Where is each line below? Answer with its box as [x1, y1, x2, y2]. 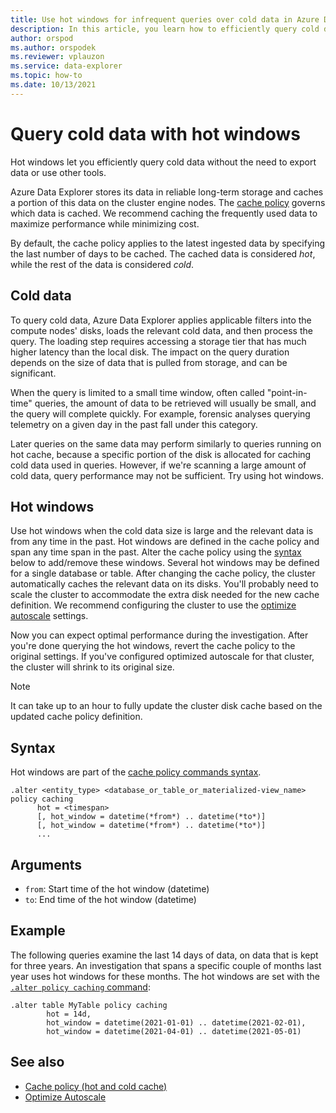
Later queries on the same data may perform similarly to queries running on [10, 437, 322, 450]
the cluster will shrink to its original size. [10, 661, 175, 673]
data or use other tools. [10, 166, 107, 178]
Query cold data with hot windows [10, 122, 301, 145]
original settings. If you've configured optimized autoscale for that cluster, [10, 651, 315, 663]
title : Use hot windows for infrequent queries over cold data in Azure [10, 14, 320, 25]
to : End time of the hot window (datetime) [24, 893, 197, 905]
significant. [10, 367, 57, 379]
